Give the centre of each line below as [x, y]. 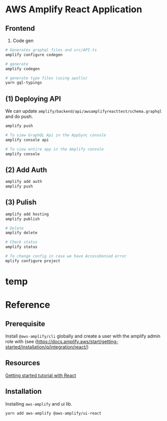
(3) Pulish [21, 203]
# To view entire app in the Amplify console [54, 149]
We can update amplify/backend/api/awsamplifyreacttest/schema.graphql [83, 111]
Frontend [20, 28]
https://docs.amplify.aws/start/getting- [77, 341]
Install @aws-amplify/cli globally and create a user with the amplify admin [83, 336]
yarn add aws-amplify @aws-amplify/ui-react [53, 413]
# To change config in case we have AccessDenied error [66, 256]
